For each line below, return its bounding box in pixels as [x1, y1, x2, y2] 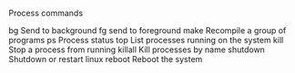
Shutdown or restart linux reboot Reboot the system [8, 54, 203, 64]
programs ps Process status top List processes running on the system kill [8, 35, 284, 45]
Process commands [8, 8, 84, 18]
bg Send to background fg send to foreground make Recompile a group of [8, 25, 287, 35]
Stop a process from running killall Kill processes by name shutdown [8, 44, 266, 55]
